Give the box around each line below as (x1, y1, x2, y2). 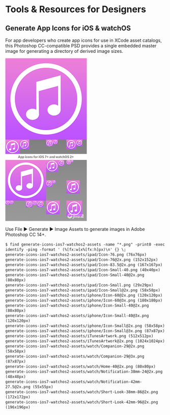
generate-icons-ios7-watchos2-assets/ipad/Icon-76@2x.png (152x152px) (5, 257, 158, 262)
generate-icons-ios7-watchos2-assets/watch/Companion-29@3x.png (5, 354, 145, 359)
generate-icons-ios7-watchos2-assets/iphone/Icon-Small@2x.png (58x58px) (5, 323, 165, 329)
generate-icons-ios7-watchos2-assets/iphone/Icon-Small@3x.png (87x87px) (5, 329, 165, 334)
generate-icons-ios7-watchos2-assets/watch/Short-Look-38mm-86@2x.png (5, 390, 158, 395)
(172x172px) (5, 395, 31, 400)
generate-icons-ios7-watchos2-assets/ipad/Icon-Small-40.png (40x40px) (5, 268, 160, 273)
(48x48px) (5, 374, 26, 379)
